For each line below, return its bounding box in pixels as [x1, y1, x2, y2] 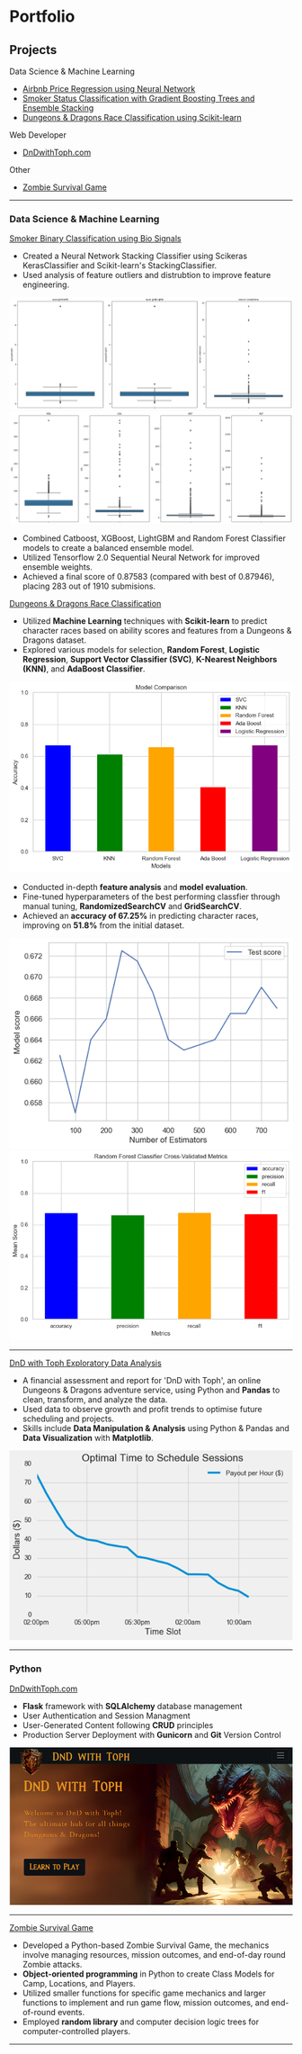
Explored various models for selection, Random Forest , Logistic [22, 644, 261, 655]
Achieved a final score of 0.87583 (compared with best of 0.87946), [22, 572, 275, 582]
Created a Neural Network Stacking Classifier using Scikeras [22, 250, 248, 262]
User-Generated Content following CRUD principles [22, 1719, 214, 1730]
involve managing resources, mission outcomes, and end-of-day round [22, 1949, 286, 1959]
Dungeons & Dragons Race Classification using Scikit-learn [22, 113, 243, 122]
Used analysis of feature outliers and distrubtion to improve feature [22, 270, 271, 281]
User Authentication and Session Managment [22, 1710, 191, 1721]
